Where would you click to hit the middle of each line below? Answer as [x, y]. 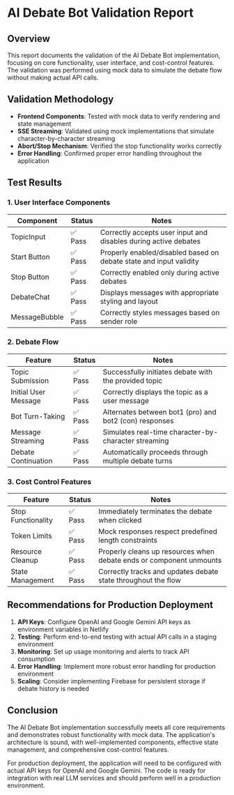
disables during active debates [150, 241]
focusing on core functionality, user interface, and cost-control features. [111, 63]
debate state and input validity [150, 261]
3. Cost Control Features [49, 481]
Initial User [28, 392]
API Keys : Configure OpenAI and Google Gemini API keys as [104, 621]
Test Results [35, 183]
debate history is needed [53, 688]
